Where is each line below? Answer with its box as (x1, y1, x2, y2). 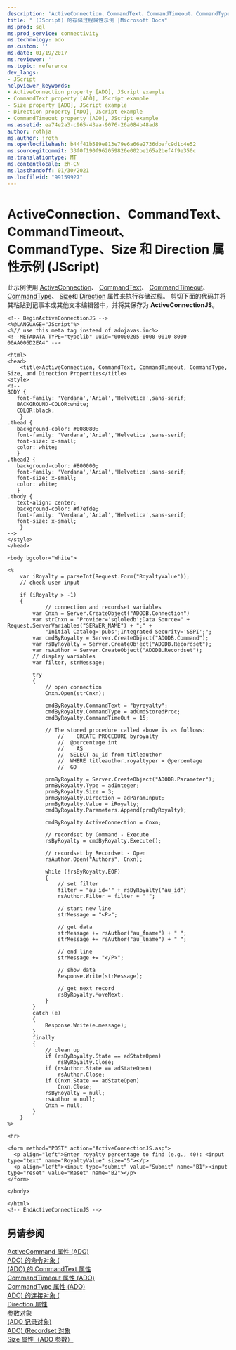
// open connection (44, 684, 102, 691)
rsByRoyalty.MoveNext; (57, 992, 124, 999)
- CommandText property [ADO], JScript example (7, 96, 150, 103)
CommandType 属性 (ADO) (7, 1283, 86, 1291)
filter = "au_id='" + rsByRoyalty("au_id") (57, 887, 188, 894)
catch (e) (32, 1010, 61, 1017)
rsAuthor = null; (44, 1096, 96, 1103)
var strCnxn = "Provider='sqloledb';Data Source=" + (32, 616, 190, 623)
